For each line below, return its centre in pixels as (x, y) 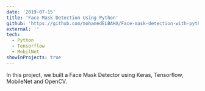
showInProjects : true (34, 57)
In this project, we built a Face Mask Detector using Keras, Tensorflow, (95, 75)
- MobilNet (26, 52)
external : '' (23, 29)
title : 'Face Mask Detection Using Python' (63, 18)
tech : (13, 35)
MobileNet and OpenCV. (37, 81)
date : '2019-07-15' (31, 12)
